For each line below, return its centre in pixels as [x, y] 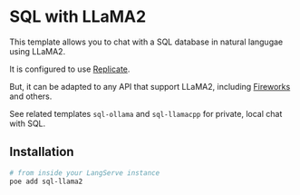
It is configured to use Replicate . [70, 69]
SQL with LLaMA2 [78, 17]
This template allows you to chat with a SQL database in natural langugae [146, 42]
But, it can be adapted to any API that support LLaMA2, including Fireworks [150, 86]
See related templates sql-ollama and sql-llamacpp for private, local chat [146, 113]
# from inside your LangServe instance [85, 173]
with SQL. [28, 123]
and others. [31, 96]
